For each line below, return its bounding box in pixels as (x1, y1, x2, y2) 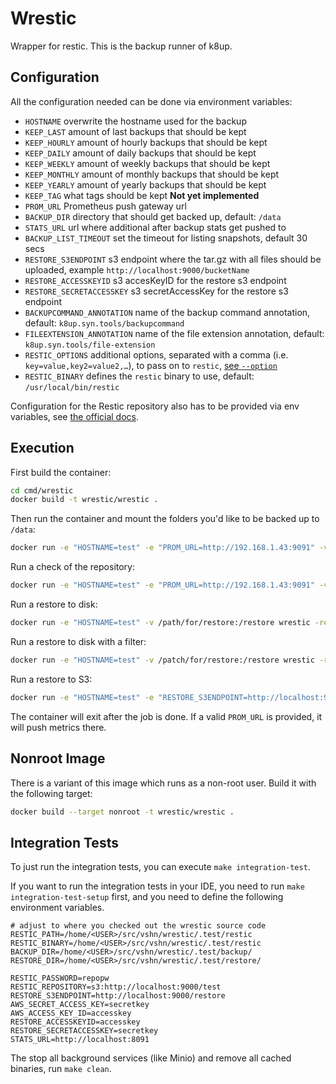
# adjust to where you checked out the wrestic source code (10, 921, 267, 931)
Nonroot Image (10, 750, 106, 767)
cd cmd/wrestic (10, 485, 74, 496)
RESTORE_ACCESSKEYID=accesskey (10, 1017, 141, 1027)
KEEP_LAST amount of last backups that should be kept (24, 125, 247, 137)
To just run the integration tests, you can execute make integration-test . (10, 861, 311, 873)
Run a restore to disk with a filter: (10, 635, 147, 647)
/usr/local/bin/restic (24, 382, 120, 392)
